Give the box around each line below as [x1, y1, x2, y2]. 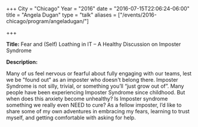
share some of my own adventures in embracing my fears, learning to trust [6, 108, 190, 115]
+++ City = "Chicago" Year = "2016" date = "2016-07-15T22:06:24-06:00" [6, 5, 190, 12]
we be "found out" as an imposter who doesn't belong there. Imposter [6, 77, 178, 83]
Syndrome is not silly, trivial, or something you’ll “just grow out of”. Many [6, 82, 184, 90]
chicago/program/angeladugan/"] [6, 18, 89, 24]
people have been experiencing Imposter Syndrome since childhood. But [6, 89, 185, 96]
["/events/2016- [117, 11, 157, 18]
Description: [6, 59, 38, 65]
